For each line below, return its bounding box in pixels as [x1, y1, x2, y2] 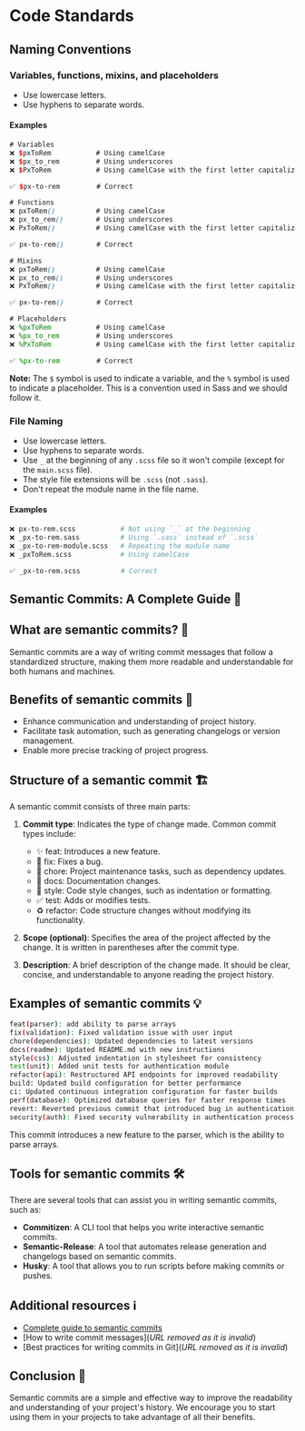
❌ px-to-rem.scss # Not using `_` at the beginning [9, 524, 251, 534]
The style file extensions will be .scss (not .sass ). [22, 473, 209, 484]
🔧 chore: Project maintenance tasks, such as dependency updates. [35, 866, 287, 877]
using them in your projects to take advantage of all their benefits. [9, 1412, 256, 1423]
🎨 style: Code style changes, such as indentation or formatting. [35, 885, 272, 896]
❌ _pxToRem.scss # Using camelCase [9, 550, 190, 559]
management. [22, 735, 75, 746]
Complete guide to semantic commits [22, 1323, 163, 1334]
